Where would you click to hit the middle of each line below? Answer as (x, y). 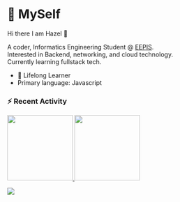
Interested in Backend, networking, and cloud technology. (90, 54)
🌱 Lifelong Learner (44, 75)
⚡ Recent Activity (37, 101)
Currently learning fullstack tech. (54, 61)
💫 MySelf (34, 14)
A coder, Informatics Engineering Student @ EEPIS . (81, 47)
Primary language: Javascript (60, 82)
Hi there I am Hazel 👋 (38, 33)
